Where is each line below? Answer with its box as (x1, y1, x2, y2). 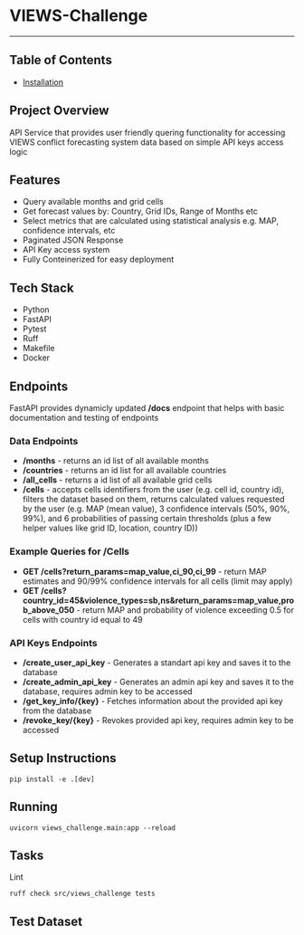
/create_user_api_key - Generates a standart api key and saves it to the (22, 657, 291, 668)
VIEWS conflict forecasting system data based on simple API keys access (9, 137, 284, 148)
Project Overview (9, 103, 109, 119)
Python (22, 304, 50, 315)
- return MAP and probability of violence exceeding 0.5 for (76, 604, 294, 615)
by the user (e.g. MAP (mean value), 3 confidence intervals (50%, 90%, (22, 503, 290, 514)
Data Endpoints (9, 434, 79, 447)
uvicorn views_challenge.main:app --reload (9, 823, 176, 833)
